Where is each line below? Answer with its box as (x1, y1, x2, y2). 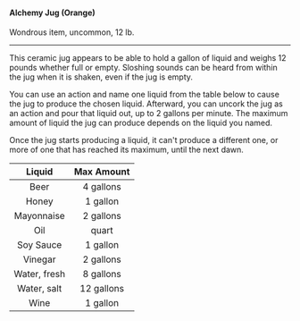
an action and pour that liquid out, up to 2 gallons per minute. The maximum (9, 108, 288, 119)
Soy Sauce (16, 239, 62, 251)
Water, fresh (13, 268, 65, 281)
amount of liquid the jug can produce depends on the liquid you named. (9, 117, 273, 129)
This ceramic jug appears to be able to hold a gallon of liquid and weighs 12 (9, 53, 287, 63)
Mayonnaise (13, 210, 65, 223)
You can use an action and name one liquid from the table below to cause (9, 89, 279, 100)
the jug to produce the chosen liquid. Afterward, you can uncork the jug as (9, 98, 283, 109)
